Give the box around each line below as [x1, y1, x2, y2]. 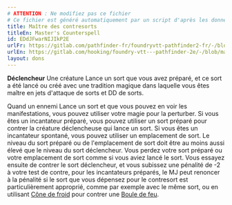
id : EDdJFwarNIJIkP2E [7, 36, 70, 43]
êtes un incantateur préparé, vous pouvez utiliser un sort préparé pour [7, 117, 207, 125]
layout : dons [7, 55, 45, 62]
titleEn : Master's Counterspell [7, 29, 100, 37]
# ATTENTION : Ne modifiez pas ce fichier [7, 10, 131, 17]
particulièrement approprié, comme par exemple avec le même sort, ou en [7, 182, 219, 191]
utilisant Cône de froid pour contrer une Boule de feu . [7, 190, 159, 198]
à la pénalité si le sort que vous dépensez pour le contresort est [7, 175, 188, 184]
